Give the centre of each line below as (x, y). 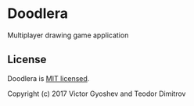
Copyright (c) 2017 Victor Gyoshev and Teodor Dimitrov (97, 94)
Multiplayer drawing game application (68, 35)
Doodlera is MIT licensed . (48, 78)
